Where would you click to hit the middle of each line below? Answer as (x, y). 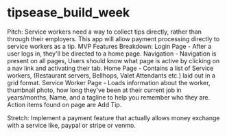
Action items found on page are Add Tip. (64, 104)
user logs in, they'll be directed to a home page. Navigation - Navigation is (112, 54)
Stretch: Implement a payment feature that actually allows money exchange (113, 117)
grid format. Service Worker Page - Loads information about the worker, (109, 82)
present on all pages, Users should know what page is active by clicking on (113, 60)
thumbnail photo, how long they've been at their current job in (94, 90)
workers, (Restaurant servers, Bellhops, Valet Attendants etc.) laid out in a (111, 75)
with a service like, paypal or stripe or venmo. (71, 125)
